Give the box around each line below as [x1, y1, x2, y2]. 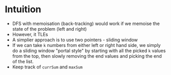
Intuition [5, 4, 42, 15]
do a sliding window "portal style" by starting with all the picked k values [12, 47, 166, 54]
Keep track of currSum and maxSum [12, 64, 83, 70]
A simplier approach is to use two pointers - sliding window [12, 37, 138, 43]
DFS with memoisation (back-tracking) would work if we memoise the [12, 20, 160, 27]
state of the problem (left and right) [12, 26, 87, 32]
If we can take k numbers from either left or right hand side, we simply [12, 42, 161, 48]
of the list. [12, 58, 34, 64]
